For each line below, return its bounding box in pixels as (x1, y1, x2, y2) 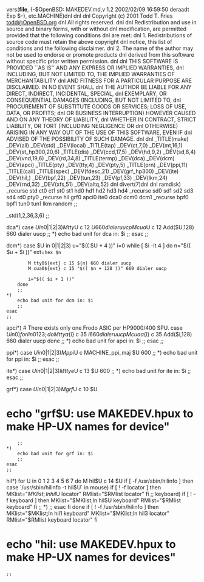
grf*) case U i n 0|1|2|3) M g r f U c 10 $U (6, 386, 98, 392)
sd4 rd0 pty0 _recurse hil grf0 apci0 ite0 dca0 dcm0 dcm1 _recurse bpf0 (6, 194, 189, 201)
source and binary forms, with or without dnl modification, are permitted (6, 25, 187, 32)
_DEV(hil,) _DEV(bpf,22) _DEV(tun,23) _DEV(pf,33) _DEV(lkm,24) (6, 174, 168, 181)
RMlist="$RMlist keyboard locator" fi (6, 516, 98, 523)
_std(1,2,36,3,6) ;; (6, 212, 50, 219)
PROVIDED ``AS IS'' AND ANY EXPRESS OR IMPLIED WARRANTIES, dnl (6, 64, 184, 71)
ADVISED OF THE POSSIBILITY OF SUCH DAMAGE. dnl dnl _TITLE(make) (6, 135, 189, 143)
